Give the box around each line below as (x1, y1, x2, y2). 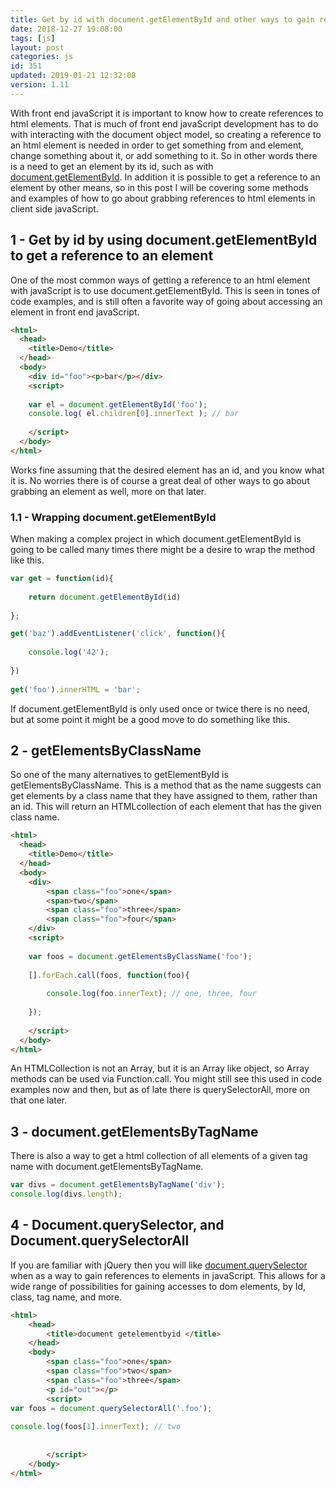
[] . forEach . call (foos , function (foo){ (28, 970, 190, 980)
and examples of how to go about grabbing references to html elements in (10, 192, 316, 204)
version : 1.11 (10, 80, 70, 90)
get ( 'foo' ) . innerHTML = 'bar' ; (10, 684, 141, 695)
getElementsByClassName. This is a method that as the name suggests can (10, 779, 322, 791)
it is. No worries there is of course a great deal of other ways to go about (10, 474, 310, 486)
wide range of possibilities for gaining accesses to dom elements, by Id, (10, 1280, 307, 1292)
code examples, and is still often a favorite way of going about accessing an (10, 295, 323, 307)
